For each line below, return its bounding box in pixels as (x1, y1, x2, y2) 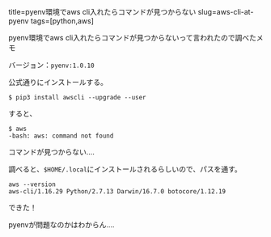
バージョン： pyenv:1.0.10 (8, 60, 95, 70)
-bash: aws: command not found (8, 132, 114, 140)
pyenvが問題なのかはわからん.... (8, 220, 115, 229)
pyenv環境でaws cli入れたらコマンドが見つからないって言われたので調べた (8, 33, 257, 42)
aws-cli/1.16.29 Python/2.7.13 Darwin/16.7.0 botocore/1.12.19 (8, 188, 227, 196)
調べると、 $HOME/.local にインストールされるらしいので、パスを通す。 (8, 164, 243, 174)
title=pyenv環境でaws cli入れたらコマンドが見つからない (8, 7, 197, 16)
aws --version (8, 180, 57, 188)
